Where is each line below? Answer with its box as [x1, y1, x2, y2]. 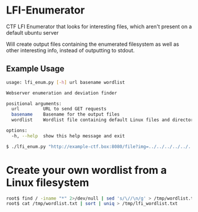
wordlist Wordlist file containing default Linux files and [11, 117, 170, 123]
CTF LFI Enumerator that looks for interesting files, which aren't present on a [6, 23, 192, 30]
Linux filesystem [6, 176, 90, 189]
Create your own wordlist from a [6, 163, 167, 177]
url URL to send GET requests [11, 106, 107, 112]
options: [6, 127, 28, 133]
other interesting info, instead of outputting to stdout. [6, 46, 135, 53]
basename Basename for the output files [11, 112, 120, 117]
